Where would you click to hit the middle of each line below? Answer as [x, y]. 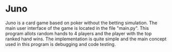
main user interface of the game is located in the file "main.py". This [77, 28]
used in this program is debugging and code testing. [61, 44]
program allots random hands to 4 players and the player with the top [79, 33]
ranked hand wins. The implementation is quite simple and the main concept [86, 39]
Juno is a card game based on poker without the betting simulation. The [81, 23]
